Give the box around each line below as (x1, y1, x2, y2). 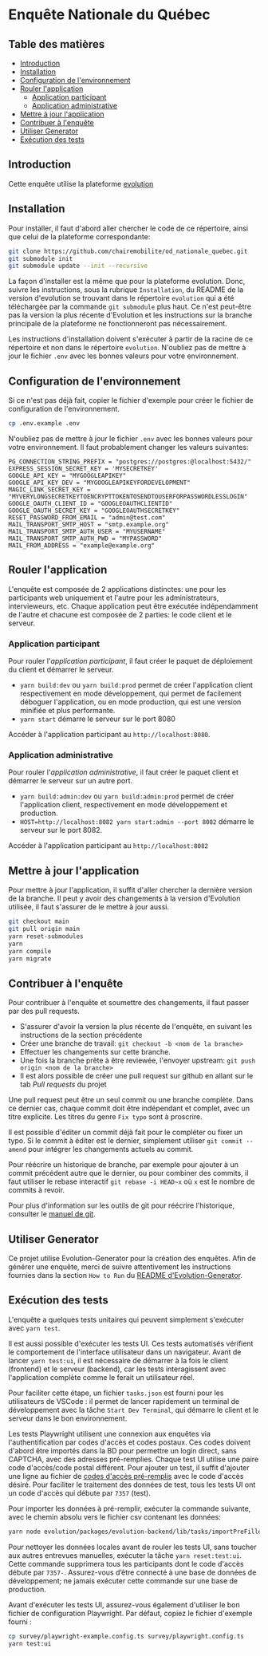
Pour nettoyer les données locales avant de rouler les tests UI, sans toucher (8, 1542, 257, 1552)
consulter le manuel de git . (8, 1209, 96, 1219)
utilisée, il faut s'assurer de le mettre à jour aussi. (8, 902, 170, 912)
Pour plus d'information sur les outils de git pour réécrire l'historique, (8, 1201, 235, 1210)
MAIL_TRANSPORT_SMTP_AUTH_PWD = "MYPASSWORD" (8, 534, 162, 542)
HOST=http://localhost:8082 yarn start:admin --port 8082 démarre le (19, 817, 254, 826)
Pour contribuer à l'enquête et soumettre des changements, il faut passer (8, 998, 250, 1007)
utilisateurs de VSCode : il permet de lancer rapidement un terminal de (8, 1396, 240, 1406)
